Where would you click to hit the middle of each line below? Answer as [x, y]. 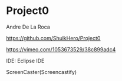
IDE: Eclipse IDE [25, 61]
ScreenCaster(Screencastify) [42, 72]
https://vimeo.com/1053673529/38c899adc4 [61, 49]
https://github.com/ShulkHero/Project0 [53, 38]
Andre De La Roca [28, 27]
